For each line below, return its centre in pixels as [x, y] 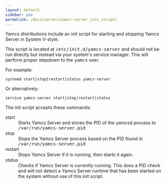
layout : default [22, 10]
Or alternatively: [22, 89]
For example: [19, 70]
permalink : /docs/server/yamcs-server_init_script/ [61, 19]
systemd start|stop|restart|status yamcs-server [58, 80]
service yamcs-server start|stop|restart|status [58, 98]
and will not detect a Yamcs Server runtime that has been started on [90, 171]
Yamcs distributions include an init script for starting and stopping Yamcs [82, 34]
